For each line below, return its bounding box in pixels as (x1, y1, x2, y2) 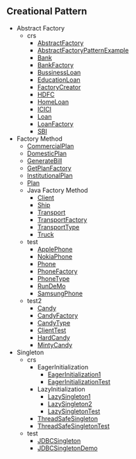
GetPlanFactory (26, 164, 72, 172)
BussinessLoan (37, 68, 81, 76)
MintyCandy (37, 340, 73, 349)
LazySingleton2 (47, 399, 92, 408)
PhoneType (37, 274, 70, 283)
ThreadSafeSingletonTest (37, 422, 110, 430)
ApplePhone (37, 245, 73, 253)
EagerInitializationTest (47, 377, 111, 386)
